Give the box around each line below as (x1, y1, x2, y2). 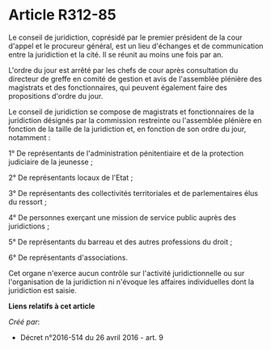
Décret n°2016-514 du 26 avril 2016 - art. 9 (19, 332, 163, 342)
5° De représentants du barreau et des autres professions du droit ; (8, 236, 233, 246)
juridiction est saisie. (8, 285, 77, 295)
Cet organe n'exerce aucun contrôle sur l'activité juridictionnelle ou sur (8, 268, 245, 278)
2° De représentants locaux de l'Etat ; (8, 172, 133, 182)
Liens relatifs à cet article (8, 301, 95, 311)
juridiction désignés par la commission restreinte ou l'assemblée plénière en (8, 115, 262, 125)
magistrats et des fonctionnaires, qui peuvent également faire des (8, 83, 228, 92)
